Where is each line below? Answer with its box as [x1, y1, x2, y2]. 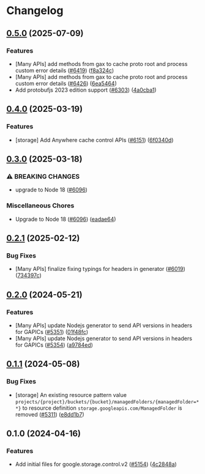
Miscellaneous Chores [6, 201, 75, 210]
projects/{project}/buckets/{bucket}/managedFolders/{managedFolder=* [15, 399, 199, 405]
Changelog [6, 4, 64, 18]
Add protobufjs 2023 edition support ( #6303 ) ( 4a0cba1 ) [15, 86, 157, 94]
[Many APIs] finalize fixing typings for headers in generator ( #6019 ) [15, 265, 185, 273]
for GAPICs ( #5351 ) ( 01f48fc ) [15, 328, 89, 335]
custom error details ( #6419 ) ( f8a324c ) [15, 67, 114, 74]
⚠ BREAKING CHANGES [6, 172, 80, 180]
